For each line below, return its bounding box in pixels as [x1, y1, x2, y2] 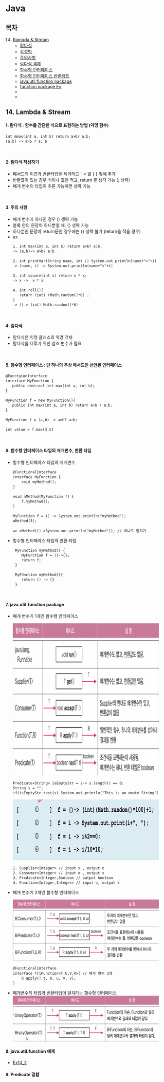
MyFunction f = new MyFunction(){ [5, 398, 76, 403]
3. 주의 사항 [5, 205, 28, 210]
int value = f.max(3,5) [5, 427, 54, 432]
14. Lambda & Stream [5, 108, 71, 116]
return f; [21, 558, 41, 562]
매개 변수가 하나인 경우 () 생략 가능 [12, 216, 78, 222]
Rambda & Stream [12, 37, 49, 42]
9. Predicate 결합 [5, 1071, 39, 1077]
